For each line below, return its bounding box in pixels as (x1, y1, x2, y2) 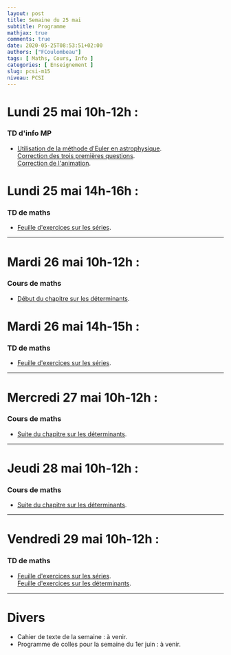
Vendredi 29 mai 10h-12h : (7, 531, 159, 547)
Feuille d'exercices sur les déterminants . (16, 579, 132, 587)
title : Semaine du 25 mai (7, 17, 81, 23)
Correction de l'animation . (16, 159, 91, 167)
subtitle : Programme (7, 23, 67, 30)
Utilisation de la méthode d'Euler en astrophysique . (16, 144, 162, 153)
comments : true (7, 36, 51, 43)
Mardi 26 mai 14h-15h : (7, 319, 140, 335)
